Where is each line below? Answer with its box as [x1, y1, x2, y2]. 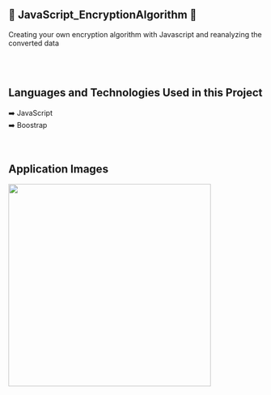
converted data [8, 38, 59, 48]
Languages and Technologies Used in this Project [8, 86, 263, 100]
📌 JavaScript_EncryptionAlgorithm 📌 [8, 8, 197, 22]
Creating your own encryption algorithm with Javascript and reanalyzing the [8, 29, 262, 39]
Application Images [8, 163, 109, 176]
